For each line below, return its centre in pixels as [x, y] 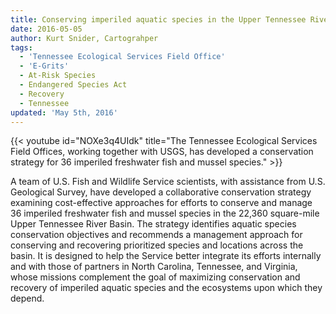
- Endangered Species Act [73, 85]
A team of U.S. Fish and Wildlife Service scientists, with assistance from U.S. [168, 182]
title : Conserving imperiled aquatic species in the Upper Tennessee [158, 19]
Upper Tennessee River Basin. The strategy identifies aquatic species [153, 224]
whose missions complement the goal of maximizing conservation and [155, 277]
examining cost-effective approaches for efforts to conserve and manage [161, 203]
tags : [21, 47]
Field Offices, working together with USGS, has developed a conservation [162, 152]
